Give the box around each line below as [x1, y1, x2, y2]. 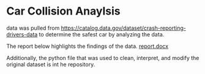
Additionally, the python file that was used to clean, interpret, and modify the [6, 54, 199, 61]
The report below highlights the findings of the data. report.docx [6, 42, 169, 50]
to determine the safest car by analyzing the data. [39, 30, 165, 38]
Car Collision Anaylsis [6, 4, 121, 18]
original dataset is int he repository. [6, 61, 95, 68]
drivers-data [6, 30, 38, 38]
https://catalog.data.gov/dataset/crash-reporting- [61, 24, 187, 32]
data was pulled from [6, 24, 60, 32]
